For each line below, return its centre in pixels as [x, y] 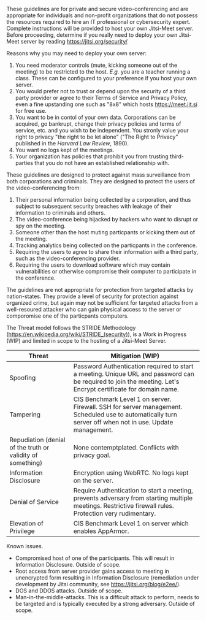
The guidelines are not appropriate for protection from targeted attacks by [100, 290]
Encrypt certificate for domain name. [126, 389]
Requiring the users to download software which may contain [93, 265]
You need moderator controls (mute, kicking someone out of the [96, 65]
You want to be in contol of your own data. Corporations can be [95, 117]
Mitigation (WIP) [135, 356]
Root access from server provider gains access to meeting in [92, 571]
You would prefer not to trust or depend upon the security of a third [100, 91]
